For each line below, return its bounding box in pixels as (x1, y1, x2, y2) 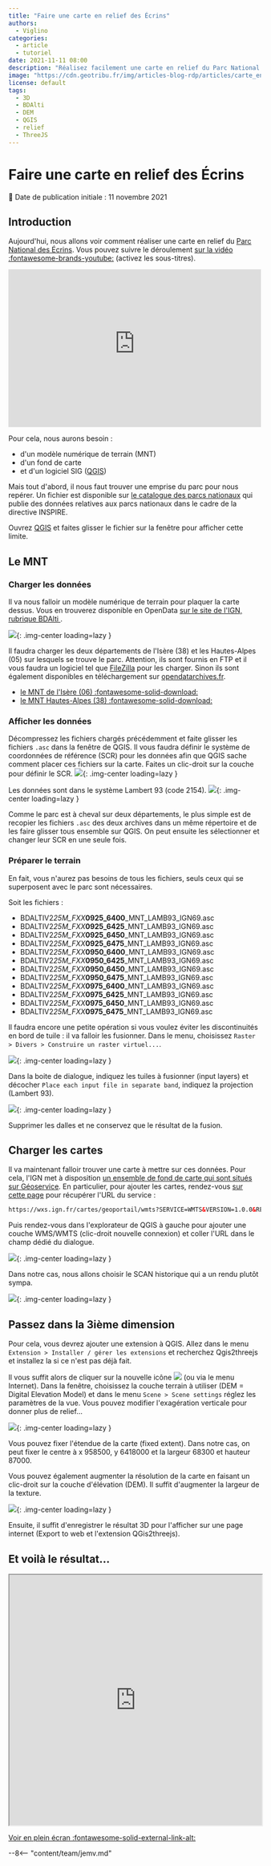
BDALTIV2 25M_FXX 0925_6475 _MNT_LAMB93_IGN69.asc (19, 939, 214, 948)
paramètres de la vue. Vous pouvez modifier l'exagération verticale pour (8, 1398, 247, 1408)
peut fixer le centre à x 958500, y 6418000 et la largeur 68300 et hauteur (8, 1448, 251, 1457)
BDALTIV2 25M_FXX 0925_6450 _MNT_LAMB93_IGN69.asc (19, 930, 215, 939)
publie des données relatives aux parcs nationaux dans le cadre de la (8, 499, 237, 509)
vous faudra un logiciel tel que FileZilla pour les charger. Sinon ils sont (8, 663, 239, 673)
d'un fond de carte (19, 458, 82, 467)
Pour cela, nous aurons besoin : (8, 434, 113, 443)
